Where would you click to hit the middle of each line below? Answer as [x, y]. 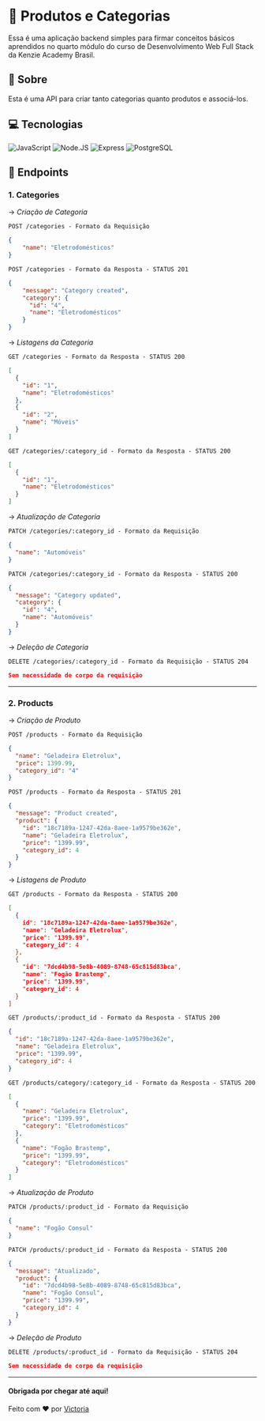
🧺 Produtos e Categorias [90, 16]
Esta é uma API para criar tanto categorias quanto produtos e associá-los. [128, 99]
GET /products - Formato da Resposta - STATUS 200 [93, 895]
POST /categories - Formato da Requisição [79, 227]
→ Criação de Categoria [48, 212]
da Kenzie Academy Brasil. [52, 55]
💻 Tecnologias [46, 124]
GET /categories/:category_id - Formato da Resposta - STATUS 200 [119, 451]
